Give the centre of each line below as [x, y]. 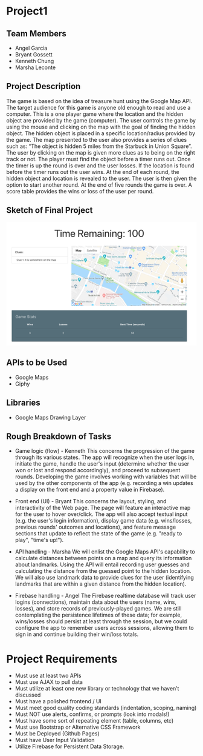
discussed [28, 695]
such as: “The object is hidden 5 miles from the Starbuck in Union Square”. [99, 146]
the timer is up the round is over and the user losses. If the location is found [100, 166]
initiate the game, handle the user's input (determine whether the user [102, 464]
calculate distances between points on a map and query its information [103, 558]
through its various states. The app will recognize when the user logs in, [105, 457]
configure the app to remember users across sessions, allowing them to [105, 628]
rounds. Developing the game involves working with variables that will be [106, 477]
